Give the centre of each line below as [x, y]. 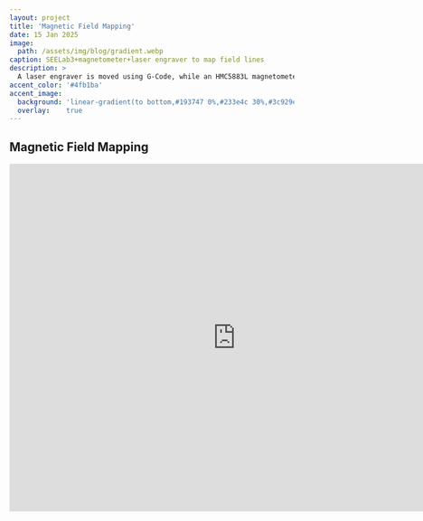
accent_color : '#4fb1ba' [56, 85]
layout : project [40, 18]
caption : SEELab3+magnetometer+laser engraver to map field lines [137, 60]
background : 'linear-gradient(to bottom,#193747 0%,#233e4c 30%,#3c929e [157, 102]
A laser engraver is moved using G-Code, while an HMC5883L [133, 77]
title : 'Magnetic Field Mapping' [72, 26]
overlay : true [50, 110]
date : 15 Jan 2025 [44, 34]
